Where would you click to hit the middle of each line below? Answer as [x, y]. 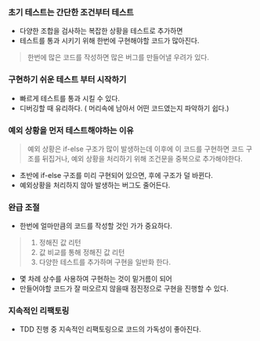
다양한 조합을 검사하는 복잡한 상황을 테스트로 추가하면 [101, 31]
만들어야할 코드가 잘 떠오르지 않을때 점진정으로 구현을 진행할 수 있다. [124, 288]
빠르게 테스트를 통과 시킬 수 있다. [69, 98]
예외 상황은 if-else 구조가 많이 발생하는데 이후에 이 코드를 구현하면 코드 [135, 149]
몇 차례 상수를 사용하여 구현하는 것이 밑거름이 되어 [96, 279]
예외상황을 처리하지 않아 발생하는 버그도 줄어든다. [95, 185]
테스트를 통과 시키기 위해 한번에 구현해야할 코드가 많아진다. [109, 41]
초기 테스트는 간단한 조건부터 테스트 [71, 12]
